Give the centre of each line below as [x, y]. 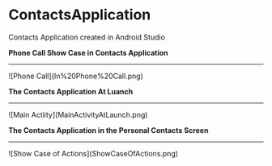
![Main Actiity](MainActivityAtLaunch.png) [78, 114]
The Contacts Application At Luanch [71, 91]
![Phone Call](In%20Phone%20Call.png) [76, 76]
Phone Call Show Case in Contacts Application [88, 52]
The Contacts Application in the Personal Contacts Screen [108, 130]
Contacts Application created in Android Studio [87, 37]
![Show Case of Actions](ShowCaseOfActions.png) [93, 153]
